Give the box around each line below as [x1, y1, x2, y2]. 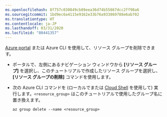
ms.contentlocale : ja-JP [5, 21, 57, 26]
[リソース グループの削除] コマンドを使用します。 [12, 74, 114, 80]
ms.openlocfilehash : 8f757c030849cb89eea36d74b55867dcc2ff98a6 [5, 7, 140, 12]
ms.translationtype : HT [5, 16, 55, 21]
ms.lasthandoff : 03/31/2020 [5, 26, 64, 31]
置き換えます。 [12, 97, 43, 103]
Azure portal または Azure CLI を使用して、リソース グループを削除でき [5, 45, 151, 50]
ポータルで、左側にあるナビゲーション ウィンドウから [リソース [12, 62, 143, 67]
